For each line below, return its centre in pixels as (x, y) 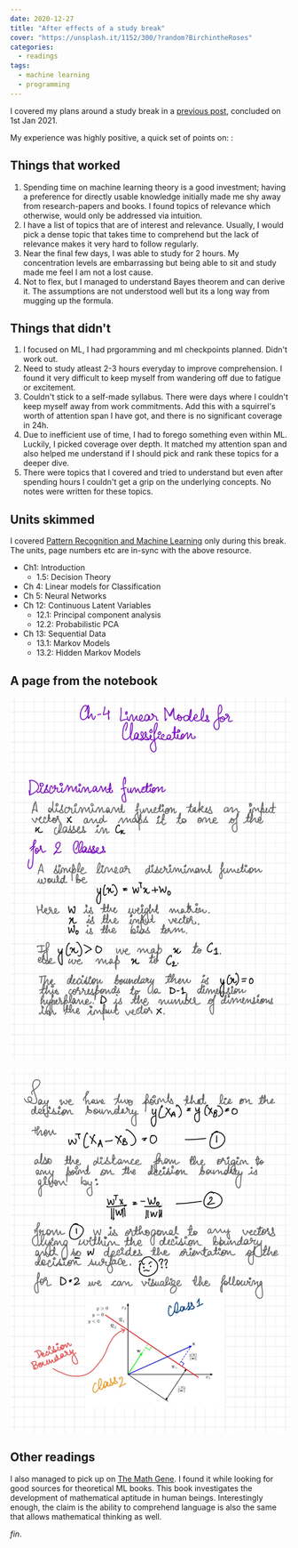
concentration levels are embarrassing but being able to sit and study (150, 262)
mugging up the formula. (68, 300)
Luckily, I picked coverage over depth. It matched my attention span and (155, 444)
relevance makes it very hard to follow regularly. (110, 244)
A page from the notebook (84, 681)
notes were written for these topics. (88, 492)
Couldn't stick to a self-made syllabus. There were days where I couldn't (156, 397)
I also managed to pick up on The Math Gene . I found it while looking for (142, 1479)
